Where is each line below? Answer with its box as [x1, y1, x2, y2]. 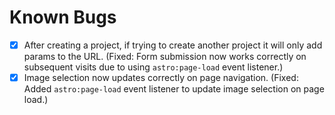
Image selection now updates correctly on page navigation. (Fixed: [23, 72, 299, 83]
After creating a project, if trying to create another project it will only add [23, 39, 323, 51]
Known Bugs [9, 6, 117, 29]
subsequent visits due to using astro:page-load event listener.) [23, 61, 284, 73]
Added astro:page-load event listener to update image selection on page [23, 83, 325, 95]
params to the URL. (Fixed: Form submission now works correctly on [23, 51, 307, 62]
